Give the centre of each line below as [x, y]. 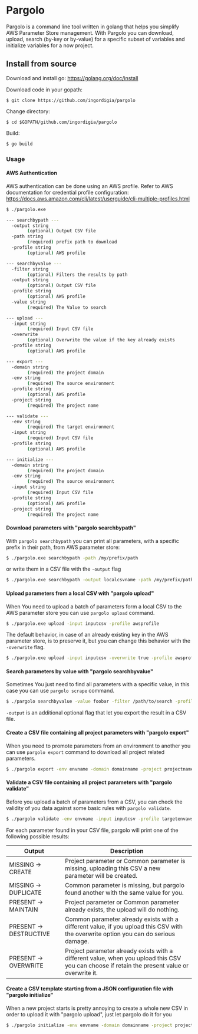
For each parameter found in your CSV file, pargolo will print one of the [92, 830]
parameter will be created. [101, 875]
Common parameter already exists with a [121, 919]
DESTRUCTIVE [29, 934]
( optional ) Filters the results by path [77, 275]
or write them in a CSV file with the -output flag [64, 569]
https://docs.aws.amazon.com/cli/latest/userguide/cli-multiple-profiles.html [98, 199]
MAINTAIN [24, 910]
